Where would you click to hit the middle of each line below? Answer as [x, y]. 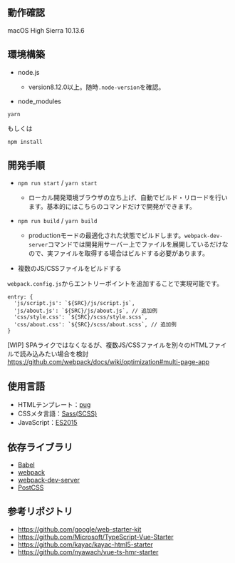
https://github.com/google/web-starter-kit [79, 529]
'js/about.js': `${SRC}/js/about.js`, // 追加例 [86, 311]
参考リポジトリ [40, 512]
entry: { [20, 297]
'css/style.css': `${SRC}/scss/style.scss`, [81, 317]
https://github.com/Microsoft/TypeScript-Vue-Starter [95, 537]
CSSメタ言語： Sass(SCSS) [57, 414]
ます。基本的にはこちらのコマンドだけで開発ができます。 [112, 207]
